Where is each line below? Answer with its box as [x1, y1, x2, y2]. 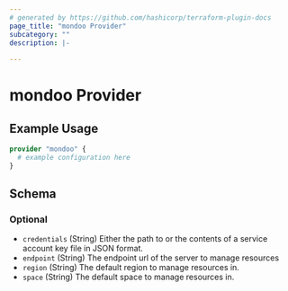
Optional [9, 213, 48, 225]
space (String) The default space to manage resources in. [22, 271, 235, 283]
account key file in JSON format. [22, 243, 144, 254]
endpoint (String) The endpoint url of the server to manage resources [22, 252, 280, 263]
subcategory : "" [9, 30, 70, 39]
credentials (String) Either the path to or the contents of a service [22, 234, 268, 244]
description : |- [9, 38, 70, 48]
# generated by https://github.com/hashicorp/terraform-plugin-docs [9, 13, 272, 22]
